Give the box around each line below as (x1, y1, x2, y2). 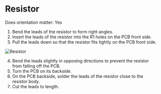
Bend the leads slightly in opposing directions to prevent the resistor (12, 58, 149, 63)
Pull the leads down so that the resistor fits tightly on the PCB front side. (12, 39, 157, 45)
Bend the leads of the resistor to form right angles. (12, 29, 113, 34)
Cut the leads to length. (12, 83, 59, 89)
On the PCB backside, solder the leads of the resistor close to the (12, 73, 143, 79)
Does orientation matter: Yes (5, 19, 62, 25)
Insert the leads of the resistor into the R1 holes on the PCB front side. (12, 34, 152, 40)
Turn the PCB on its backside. (12, 68, 72, 74)
